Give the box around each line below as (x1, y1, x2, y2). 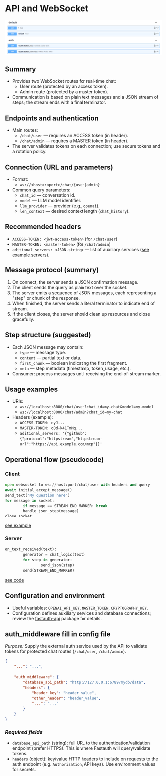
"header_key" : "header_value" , (31, 690, 97, 695)
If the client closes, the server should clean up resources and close (12, 311, 150, 317)
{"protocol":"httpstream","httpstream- (19, 436, 103, 442)
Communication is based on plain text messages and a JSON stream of (12, 94, 159, 100)
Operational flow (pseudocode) (5, 455, 104, 464)
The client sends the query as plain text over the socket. (12, 284, 128, 290)
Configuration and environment (5, 592, 105, 600)
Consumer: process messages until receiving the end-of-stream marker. (12, 370, 161, 377)
